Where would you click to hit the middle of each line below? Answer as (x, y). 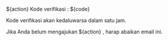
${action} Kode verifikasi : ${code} (48, 9)
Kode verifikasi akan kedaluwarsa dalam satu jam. (66, 20)
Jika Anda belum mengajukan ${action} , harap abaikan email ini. (84, 32)
